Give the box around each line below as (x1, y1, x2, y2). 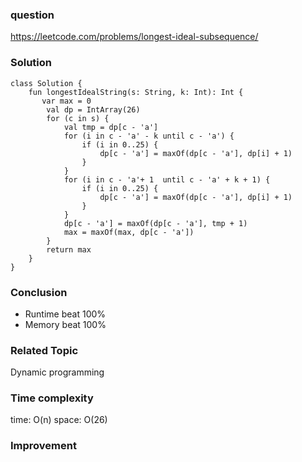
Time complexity (10, 391, 94, 405)
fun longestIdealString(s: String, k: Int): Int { (28, 87, 244, 97)
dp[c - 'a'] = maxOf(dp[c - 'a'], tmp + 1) (63, 218, 248, 228)
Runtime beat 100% (24, 308, 107, 320)
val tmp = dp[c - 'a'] (63, 122, 159, 132)
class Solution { (10, 78, 83, 88)
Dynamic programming (10, 366, 105, 378)
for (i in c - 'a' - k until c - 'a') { (63, 131, 235, 141)
